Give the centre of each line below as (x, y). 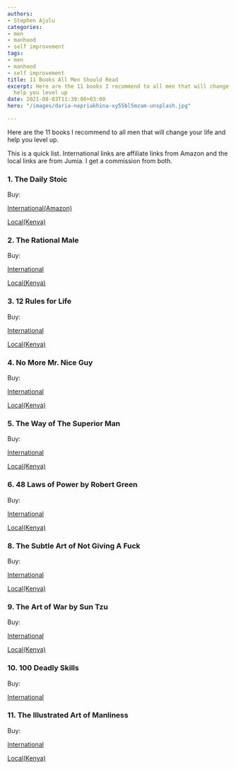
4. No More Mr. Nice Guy (50, 363)
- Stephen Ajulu (31, 20)
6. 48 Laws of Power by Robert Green (72, 485)
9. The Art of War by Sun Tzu (58, 606)
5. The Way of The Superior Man (64, 423)
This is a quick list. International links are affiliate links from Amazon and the (118, 153)
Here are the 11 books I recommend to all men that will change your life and (117, 132)
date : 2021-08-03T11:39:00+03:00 (57, 100)
